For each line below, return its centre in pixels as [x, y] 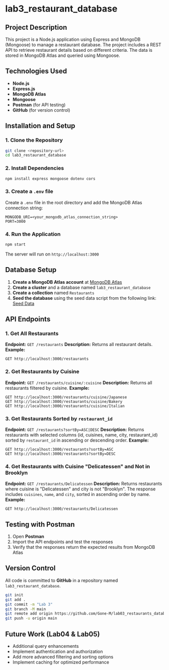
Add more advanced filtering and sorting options [63, 656]
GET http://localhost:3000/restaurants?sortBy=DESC [60, 454]
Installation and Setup [40, 126]
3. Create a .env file [29, 192]
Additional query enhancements [46, 646]
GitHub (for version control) [41, 110]
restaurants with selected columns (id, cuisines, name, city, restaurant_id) [81, 435]
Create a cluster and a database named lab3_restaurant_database [81, 287]
